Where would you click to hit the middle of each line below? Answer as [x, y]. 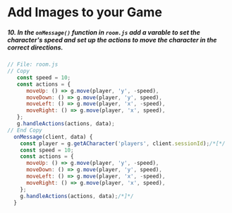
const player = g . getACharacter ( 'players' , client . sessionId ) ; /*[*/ [123, 143]
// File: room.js [33, 64]
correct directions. [35, 47]
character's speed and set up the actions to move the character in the [112, 40]
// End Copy [25, 130]
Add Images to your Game [85, 12]
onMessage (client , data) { [53, 137]
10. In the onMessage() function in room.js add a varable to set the [104, 32]
